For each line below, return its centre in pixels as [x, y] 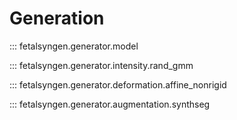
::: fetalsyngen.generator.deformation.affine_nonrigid [118, 84]
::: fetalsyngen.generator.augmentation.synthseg [110, 104]
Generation [57, 18]
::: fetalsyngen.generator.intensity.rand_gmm [101, 65]
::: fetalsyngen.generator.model [74, 46]
